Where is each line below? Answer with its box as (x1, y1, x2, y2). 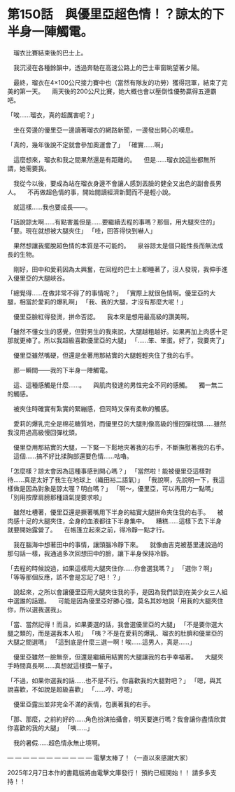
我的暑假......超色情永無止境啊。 (13, 738, 104, 747)
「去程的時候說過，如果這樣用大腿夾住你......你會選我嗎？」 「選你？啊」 (7, 564, 216, 572)
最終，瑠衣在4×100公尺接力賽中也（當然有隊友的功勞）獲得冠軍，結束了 (13, 78, 222, 86)
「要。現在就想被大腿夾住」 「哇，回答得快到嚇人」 (7, 226, 156, 235)
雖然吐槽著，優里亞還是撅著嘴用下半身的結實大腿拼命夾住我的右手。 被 (13, 508, 224, 516)
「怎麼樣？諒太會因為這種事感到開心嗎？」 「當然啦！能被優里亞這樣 (7, 467, 205, 475)
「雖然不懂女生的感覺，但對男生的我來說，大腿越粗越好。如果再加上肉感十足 (7, 327, 228, 335)
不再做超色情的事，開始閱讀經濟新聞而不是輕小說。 (27, 187, 175, 196)
